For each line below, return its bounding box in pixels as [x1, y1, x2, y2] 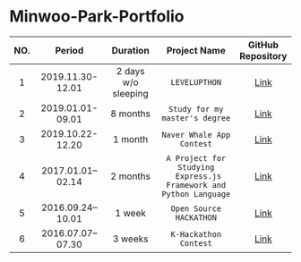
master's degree [160, 113, 231, 123]
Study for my [168, 104, 224, 114]
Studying [177, 162, 215, 172]
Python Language [160, 189, 231, 199]
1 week [115, 207, 146, 219]
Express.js [175, 171, 222, 181]
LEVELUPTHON [170, 77, 222, 87]
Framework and [166, 180, 227, 190]
